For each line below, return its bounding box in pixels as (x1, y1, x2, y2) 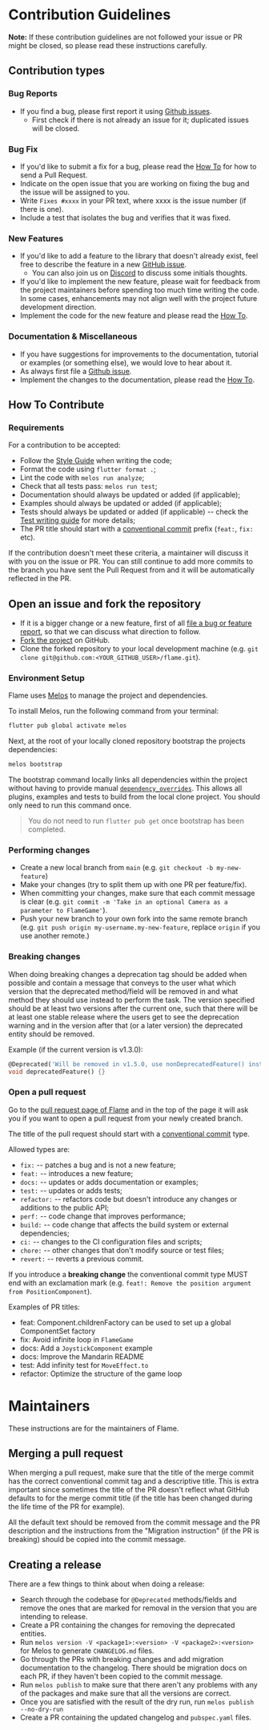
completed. (27, 824, 66, 834)
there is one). (19, 204, 64, 214)
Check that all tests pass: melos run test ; (19, 482, 158, 491)
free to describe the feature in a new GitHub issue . (19, 259, 187, 270)
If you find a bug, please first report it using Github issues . (19, 106, 212, 116)
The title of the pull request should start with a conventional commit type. (8, 1129, 250, 1138)
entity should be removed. (8, 1029, 94, 1039)
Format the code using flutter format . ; (19, 464, 156, 474)
